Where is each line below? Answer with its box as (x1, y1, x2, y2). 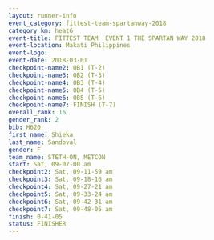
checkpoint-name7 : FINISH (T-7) (8, 101, 116, 109)
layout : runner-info (8, 11, 78, 20)
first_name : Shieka (8, 130, 74, 138)
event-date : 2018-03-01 (8, 57, 88, 65)
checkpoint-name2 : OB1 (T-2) (8, 64, 106, 72)
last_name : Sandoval (8, 138, 78, 146)
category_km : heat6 (8, 26, 74, 34)
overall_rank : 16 (8, 109, 67, 117)
